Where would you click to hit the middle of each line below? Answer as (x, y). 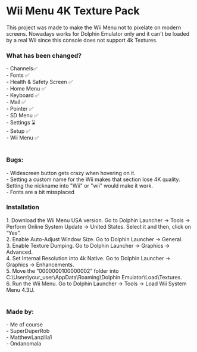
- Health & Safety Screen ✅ (40, 82)
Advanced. (19, 252)
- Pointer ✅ (20, 109)
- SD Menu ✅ (22, 116)
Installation (23, 207)
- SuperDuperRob (28, 331)
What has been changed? (44, 55)
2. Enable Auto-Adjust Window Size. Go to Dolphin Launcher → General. (95, 239)
